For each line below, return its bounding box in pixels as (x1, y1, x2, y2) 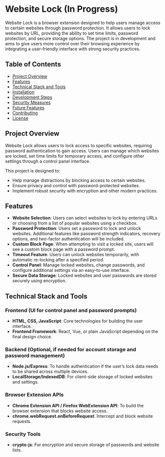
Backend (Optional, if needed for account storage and (5, 346, 136, 353)
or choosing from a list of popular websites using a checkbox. (12, 220, 138, 226)
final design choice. (12, 334, 53, 340)
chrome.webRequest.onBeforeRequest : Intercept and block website (12, 413, 153, 419)
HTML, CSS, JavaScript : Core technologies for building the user (12, 318, 143, 324)
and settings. (12, 379, 39, 385)
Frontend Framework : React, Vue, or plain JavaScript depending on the (12, 328, 159, 334)
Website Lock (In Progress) (5, 3, 118, 15)
